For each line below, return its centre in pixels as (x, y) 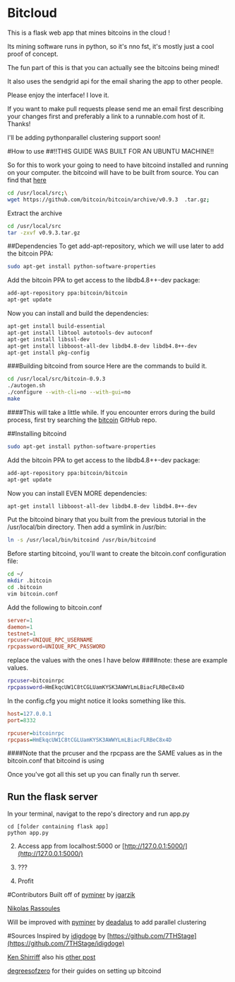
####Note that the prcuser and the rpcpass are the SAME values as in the (115, 753)
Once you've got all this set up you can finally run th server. (94, 775)
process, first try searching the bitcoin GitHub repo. (82, 420)
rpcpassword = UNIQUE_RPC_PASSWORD (56, 647)
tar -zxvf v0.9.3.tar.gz (44, 233)
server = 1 (20, 620)
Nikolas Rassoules (34, 908)
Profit (25, 881)
